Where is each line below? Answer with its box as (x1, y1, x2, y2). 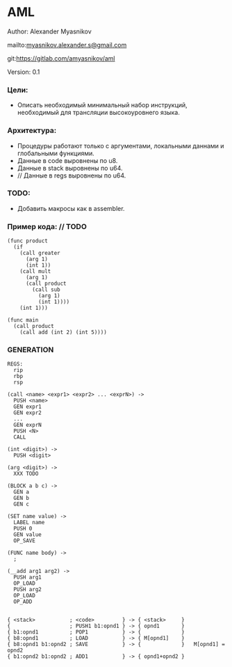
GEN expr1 (13, 403, 42, 411)
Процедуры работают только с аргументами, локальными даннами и (17, 141, 224, 150)
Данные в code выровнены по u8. (17, 156, 118, 164)
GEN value (13, 531, 42, 538)
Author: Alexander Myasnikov (7, 27, 92, 36)
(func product (7, 237, 49, 244)
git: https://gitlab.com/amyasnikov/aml (7, 54, 115, 63)
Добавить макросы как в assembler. (17, 204, 125, 212)
